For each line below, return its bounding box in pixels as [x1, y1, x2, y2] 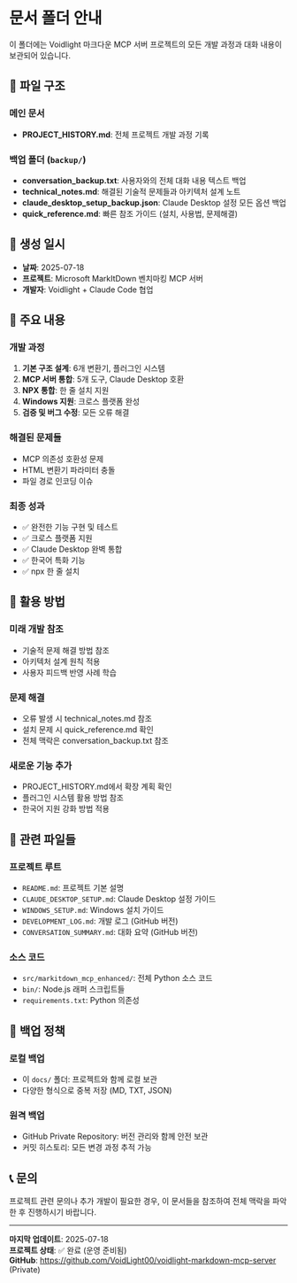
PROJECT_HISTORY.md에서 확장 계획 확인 [21, 781, 172, 792]
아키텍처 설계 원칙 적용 [21, 656, 101, 667]
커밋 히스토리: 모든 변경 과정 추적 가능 [21, 1142, 152, 1153]
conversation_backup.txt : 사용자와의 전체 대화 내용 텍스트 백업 [21, 174, 247, 186]
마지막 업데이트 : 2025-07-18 [9, 1234, 109, 1245]
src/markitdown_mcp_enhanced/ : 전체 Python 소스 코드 [21, 973, 213, 984]
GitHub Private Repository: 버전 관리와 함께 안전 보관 [21, 1131, 209, 1142]
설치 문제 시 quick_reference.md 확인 [21, 724, 155, 735]
